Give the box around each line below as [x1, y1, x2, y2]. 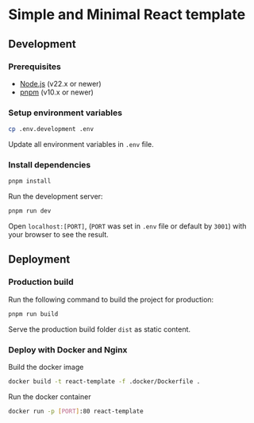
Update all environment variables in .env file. [8, 140, 155, 149]
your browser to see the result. [8, 230, 109, 240]
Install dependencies [8, 159, 91, 170]
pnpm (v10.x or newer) [19, 87, 94, 97]
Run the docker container [8, 391, 91, 402]
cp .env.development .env [8, 125, 94, 133]
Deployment [8, 252, 71, 267]
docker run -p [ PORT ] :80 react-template [8, 407, 144, 415]
